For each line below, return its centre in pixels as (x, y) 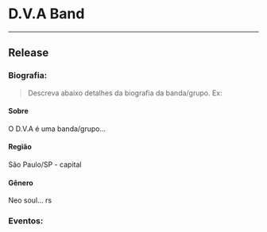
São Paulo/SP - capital (45, 164)
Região (20, 147)
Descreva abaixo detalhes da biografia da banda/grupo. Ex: (125, 93)
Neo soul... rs (30, 200)
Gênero (21, 183)
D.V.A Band (46, 14)
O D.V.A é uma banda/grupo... (57, 129)
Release (29, 53)
